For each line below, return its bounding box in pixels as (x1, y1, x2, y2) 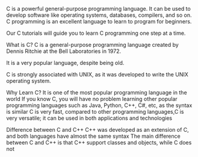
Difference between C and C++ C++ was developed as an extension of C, (6, 126, 190, 133)
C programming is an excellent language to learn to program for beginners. (6, 18, 192, 25)
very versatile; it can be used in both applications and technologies (6, 114, 173, 122)
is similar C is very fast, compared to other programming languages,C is (6, 108, 184, 115)
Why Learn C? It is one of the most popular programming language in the (6, 89, 188, 96)
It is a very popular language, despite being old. (6, 60, 125, 66)
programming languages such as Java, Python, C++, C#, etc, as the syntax (6, 102, 193, 109)
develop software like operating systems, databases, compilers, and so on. (6, 11, 192, 19)
